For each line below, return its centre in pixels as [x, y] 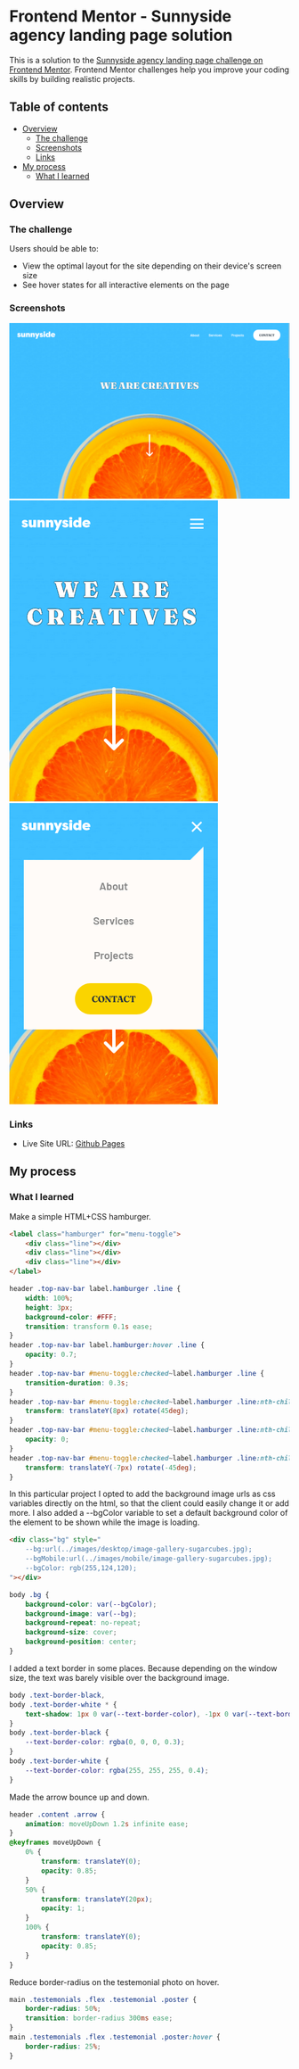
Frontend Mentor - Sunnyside [121, 17]
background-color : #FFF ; [71, 1317]
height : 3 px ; [49, 1308]
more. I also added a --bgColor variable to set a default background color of [149, 1513]
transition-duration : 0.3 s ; [77, 1383]
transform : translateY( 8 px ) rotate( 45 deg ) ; [107, 1411]
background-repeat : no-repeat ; [83, 1623]
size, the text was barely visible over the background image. [119, 1677]
